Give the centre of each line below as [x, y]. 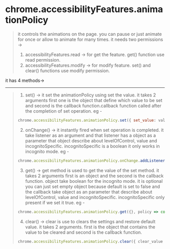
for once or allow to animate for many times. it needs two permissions [90, 39]
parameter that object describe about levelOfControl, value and [91, 140]
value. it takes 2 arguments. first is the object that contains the [90, 227]
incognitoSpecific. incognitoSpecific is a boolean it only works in [93, 146]
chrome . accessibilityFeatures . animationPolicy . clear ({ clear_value [90, 241]
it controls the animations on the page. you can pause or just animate [90, 34]
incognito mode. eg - [47, 151]
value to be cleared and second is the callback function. [84, 232]
